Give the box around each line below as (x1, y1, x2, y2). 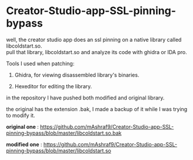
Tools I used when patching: (6, 60, 75, 67)
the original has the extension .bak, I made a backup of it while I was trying (6, 105, 188, 112)
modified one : (6, 141, 42, 148)
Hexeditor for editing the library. (14, 82, 92, 89)
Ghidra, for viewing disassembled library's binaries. (14, 71, 139, 78)
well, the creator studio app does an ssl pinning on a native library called (6, 36, 182, 43)
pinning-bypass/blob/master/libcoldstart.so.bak (6, 129, 122, 136)
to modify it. (6, 112, 35, 119)
